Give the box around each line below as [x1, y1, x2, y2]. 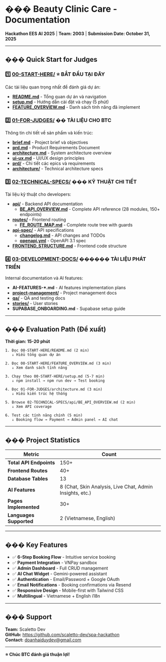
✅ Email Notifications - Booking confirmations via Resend [12, 581, 131, 588]
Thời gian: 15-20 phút [5, 339, 50, 345]
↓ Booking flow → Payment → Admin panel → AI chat [11, 417, 119, 422]
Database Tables [7, 475, 48, 482]
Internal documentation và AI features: [5, 275, 83, 281]
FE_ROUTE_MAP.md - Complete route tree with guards [19, 222, 133, 228]
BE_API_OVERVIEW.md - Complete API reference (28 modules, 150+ [19, 206, 160, 212]
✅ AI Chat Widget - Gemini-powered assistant [12, 571, 107, 576]
